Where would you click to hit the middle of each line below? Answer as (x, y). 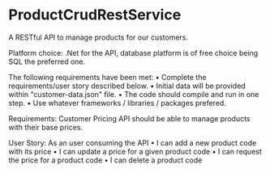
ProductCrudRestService (95, 15)
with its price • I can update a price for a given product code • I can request (135, 151)
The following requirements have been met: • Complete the (107, 77)
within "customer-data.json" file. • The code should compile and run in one (134, 94)
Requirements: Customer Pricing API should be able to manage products (129, 118)
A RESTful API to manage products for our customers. (99, 37)
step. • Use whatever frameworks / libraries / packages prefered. (118, 103)
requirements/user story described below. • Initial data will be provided (127, 86)
